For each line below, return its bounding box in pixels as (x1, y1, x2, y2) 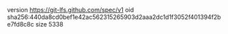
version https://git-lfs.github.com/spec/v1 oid (7, 6, 134, 14)
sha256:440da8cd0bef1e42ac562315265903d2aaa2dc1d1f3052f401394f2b (7, 13, 221, 21)
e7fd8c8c (7, 20, 34, 28)
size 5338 (35, 20, 63, 28)
